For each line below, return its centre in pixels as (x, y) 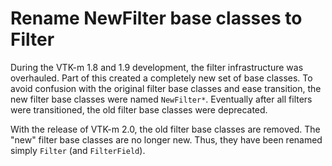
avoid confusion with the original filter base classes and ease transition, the (166, 88)
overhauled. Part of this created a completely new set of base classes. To (161, 78)
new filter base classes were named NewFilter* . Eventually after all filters (161, 99)
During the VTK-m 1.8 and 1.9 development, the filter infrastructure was (157, 67)
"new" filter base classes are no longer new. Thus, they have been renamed (166, 139)
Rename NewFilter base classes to (156, 18)
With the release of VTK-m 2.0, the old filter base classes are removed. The (165, 129)
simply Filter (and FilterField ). (78, 150)
